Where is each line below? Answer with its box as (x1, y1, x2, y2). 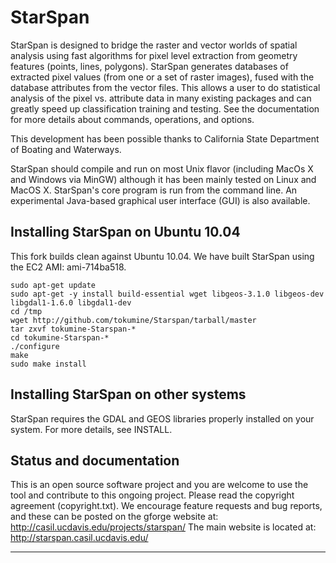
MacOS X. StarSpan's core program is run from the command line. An (10, 184, 298, 196)
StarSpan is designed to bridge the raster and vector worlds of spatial (10, 39, 298, 51)
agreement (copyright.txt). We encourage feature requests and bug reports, (10, 500, 323, 512)
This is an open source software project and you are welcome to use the (10, 479, 309, 491)
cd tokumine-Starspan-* (10, 332, 110, 343)
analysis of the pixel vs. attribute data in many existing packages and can (10, 92, 312, 104)
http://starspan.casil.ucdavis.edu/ (10, 532, 149, 544)
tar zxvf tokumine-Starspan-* (10, 324, 137, 334)
